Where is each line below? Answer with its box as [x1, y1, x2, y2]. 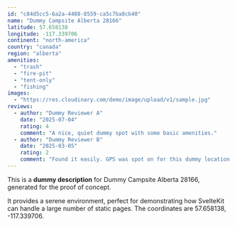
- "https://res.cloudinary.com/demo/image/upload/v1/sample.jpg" [13, 97, 211, 104]
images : [7, 90, 31, 97]
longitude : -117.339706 [7, 30, 78, 38]
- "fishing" [13, 83, 50, 90]
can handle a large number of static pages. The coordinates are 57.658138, [7, 204, 227, 212]
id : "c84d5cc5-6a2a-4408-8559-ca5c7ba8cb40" [7, 10, 141, 18]
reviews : [7, 103, 33, 110]
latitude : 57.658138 [7, 23, 69, 31]
